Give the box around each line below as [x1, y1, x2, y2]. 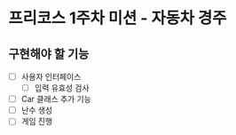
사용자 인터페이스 [20, 72, 82, 82]
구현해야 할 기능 [8, 46, 90, 61]
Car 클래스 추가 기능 [20, 94, 92, 105]
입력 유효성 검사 [34, 83, 90, 93]
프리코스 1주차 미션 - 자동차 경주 [8, 8, 227, 28]
